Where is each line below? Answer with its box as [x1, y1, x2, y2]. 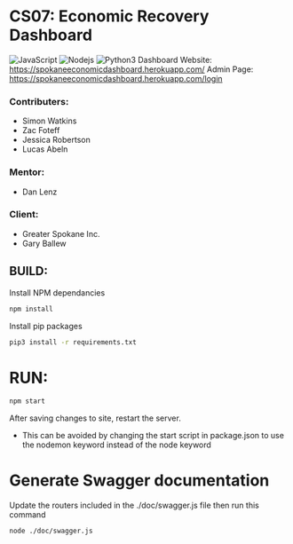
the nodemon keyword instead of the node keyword [21, 439, 211, 450]
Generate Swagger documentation [9, 470, 270, 491]
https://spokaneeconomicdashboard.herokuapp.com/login [9, 73, 224, 83]
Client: [9, 209, 39, 221]
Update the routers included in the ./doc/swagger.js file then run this [9, 500, 259, 511]
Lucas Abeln [21, 144, 68, 154]
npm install [9, 304, 53, 313]
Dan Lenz [21, 186, 58, 197]
